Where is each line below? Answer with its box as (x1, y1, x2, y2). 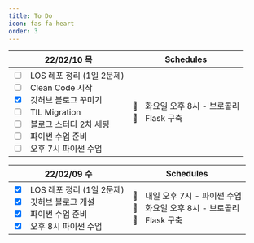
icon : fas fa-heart (8, 20, 75, 28)
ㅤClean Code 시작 (23, 82, 93, 93)
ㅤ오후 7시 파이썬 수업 (23, 143, 103, 154)
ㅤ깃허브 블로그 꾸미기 (23, 94, 103, 106)
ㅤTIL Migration (23, 106, 81, 118)
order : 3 (8, 27, 38, 35)
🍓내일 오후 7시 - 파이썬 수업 (132, 190, 242, 202)
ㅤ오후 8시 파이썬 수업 (23, 221, 103, 232)
